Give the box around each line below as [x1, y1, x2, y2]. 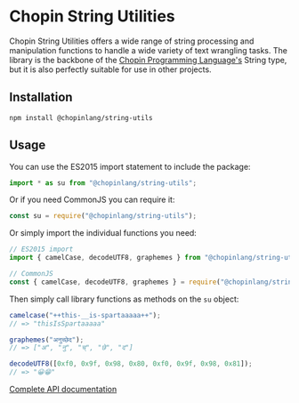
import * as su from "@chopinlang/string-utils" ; [9, 178, 198, 188]
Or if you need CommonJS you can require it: [9, 194, 175, 206]
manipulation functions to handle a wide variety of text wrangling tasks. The [9, 44, 287, 55]
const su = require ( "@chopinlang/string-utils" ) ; [9, 212, 198, 221]
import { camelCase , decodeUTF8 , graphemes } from [9, 254, 201, 262]
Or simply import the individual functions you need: [9, 228, 198, 238]
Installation [9, 90, 73, 105]
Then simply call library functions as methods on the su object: [9, 294, 239, 304]
